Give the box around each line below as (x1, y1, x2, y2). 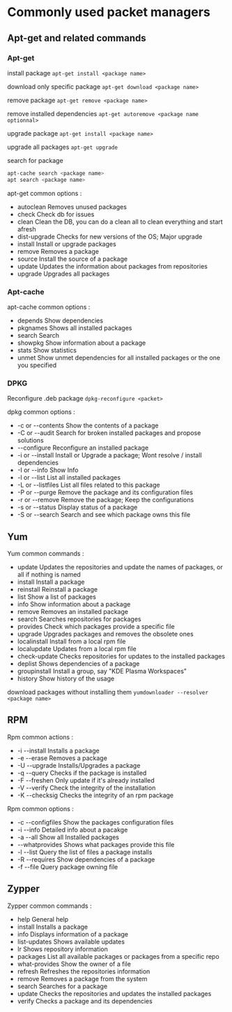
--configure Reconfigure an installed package (17, 443, 149, 452)
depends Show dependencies (17, 316, 103, 325)
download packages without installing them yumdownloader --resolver (7, 688, 209, 697)
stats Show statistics (17, 345, 77, 354)
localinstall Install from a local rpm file (17, 637, 127, 646)
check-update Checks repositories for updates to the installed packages (17, 652, 225, 661)
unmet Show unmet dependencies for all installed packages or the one (17, 353, 221, 362)
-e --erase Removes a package (17, 753, 108, 762)
